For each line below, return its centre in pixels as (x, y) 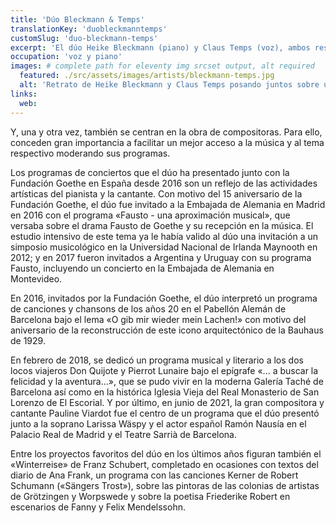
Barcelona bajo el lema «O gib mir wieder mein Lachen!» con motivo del (158, 319)
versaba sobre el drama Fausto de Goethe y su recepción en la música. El (162, 225)
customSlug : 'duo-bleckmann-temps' (84, 38)
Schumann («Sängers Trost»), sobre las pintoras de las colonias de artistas (165, 485)
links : (24, 94)
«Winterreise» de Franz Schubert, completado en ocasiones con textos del (164, 464)
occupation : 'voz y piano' (66, 57)
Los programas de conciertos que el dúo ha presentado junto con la (150, 172)
